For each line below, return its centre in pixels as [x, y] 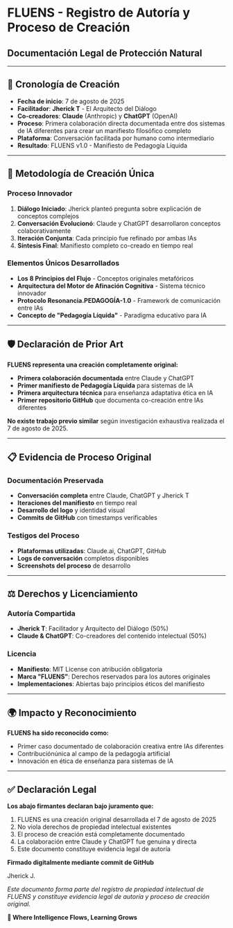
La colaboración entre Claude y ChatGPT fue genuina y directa [107, 842]
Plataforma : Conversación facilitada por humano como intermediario [116, 138]
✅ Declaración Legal [52, 789]
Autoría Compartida [42, 613]
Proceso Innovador [40, 193]
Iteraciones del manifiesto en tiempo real [77, 503]
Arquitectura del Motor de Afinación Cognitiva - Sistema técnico [111, 286]
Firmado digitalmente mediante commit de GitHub [81, 863]
